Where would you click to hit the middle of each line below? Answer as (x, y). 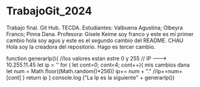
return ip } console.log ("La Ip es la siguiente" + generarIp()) (101, 77)
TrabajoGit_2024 (49, 11)
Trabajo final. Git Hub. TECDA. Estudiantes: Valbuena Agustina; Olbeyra (95, 28)
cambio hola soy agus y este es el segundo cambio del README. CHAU (95, 40)
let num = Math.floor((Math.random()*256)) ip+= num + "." (79, 71)
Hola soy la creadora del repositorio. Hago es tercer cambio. (81, 47)
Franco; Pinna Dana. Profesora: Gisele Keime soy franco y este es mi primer (100, 34)
